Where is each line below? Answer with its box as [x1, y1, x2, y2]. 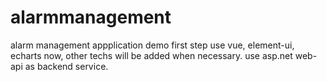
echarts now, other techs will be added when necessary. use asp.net [10, 49, 293, 61]
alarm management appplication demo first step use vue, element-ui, [10, 39, 295, 51]
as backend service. [24, 60, 109, 72]
